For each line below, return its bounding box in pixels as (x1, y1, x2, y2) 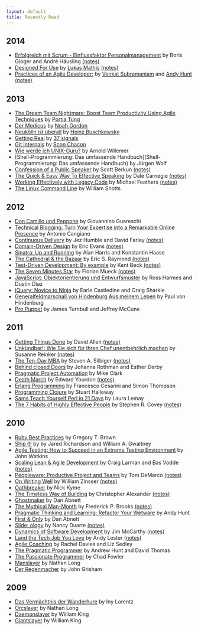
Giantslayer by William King (14, 617, 82, 624)
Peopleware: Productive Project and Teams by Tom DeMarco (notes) (14, 471, 182, 478)
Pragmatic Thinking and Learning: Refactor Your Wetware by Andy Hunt (14, 509, 190, 516)
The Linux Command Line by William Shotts (14, 185, 121, 192)
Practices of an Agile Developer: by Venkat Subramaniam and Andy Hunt (14, 70, 192, 77)
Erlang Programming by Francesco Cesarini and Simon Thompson (14, 382, 176, 389)
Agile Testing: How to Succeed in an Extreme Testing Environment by (14, 446, 184, 453)
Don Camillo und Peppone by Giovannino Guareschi (14, 217, 141, 224)
